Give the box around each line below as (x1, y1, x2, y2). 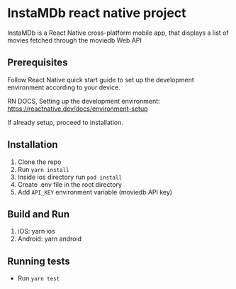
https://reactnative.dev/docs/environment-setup (7, 104, 148, 113)
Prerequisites (7, 57, 68, 69)
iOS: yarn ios (17, 227, 55, 236)
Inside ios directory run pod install (17, 173, 123, 181)
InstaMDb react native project (7, 5, 186, 21)
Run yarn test (17, 274, 60, 283)
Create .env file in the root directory (17, 180, 123, 189)
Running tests (7, 255, 71, 267)
